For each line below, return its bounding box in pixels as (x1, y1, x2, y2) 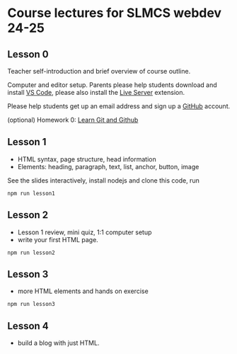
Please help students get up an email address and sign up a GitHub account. (7, 102, 231, 110)
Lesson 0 (7, 48, 49, 60)
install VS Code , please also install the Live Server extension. (7, 88, 185, 96)
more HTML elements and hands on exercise (17, 287, 149, 295)
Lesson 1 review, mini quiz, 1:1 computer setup (17, 228, 152, 236)
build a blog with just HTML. (17, 338, 100, 348)
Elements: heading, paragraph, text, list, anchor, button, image (17, 162, 200, 171)
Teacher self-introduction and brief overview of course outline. (7, 67, 191, 75)
